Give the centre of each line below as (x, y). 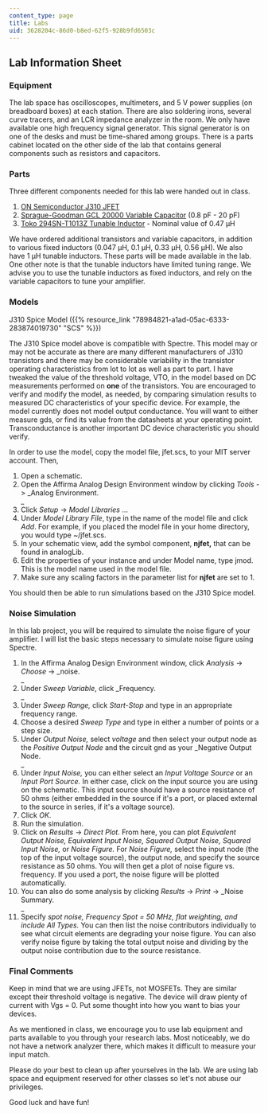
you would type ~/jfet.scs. (63, 535)
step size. (36, 730)
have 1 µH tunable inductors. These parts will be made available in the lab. (130, 256)
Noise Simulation (43, 613)
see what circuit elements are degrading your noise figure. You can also (138, 933)
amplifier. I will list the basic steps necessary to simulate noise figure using (131, 639)
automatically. (43, 883)
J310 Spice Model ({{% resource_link (70, 319)
